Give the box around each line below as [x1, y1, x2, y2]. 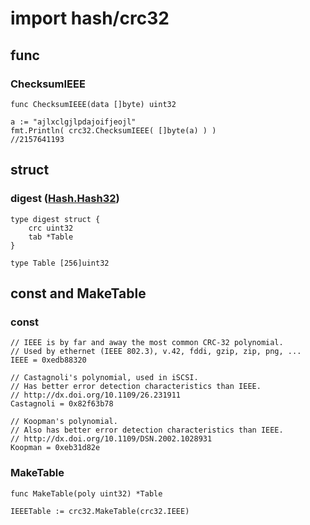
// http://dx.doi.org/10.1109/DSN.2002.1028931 [10, 434, 213, 444]
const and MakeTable [10, 285, 147, 302]
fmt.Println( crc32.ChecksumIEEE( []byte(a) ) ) [10, 125, 217, 136]
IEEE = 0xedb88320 [10, 355, 87, 366]
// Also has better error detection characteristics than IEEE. [10, 425, 284, 436]
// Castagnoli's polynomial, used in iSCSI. [10, 373, 199, 383]
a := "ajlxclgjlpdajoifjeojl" [10, 117, 137, 127]
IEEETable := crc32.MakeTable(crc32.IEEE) [10, 506, 190, 516]
